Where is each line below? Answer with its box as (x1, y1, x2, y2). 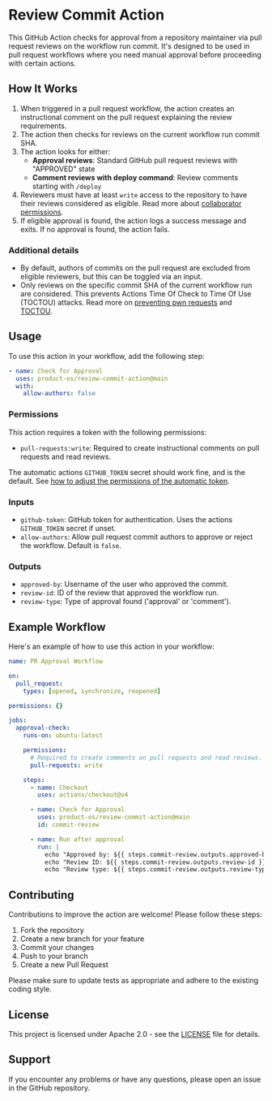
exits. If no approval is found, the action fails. (19, 224, 170, 234)
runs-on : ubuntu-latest (23, 732, 104, 740)
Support (8, 1053, 51, 1067)
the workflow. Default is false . (19, 540, 121, 550)
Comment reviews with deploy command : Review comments (32, 172, 239, 182)
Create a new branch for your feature (19, 934, 145, 943)
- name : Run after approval (29, 835, 125, 844)
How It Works (8, 82, 79, 96)
